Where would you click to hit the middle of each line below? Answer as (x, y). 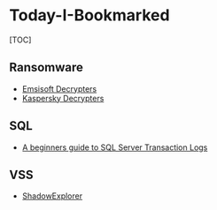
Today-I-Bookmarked (89, 15)
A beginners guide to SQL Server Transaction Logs (115, 147)
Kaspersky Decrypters (63, 98)
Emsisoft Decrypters (59, 88)
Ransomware (46, 67)
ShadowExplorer (52, 196)
